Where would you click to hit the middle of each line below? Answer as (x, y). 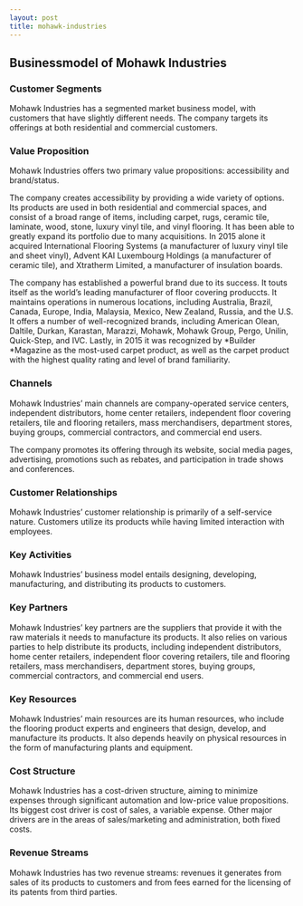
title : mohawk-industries (58, 26)
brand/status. (34, 180)
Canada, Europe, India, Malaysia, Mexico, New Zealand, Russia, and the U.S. (151, 312)
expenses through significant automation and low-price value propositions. (149, 800)
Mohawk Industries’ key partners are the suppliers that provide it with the (146, 627)
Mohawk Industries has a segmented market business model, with (133, 109)
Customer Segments (56, 89)
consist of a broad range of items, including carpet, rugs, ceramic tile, (139, 217)
